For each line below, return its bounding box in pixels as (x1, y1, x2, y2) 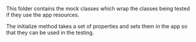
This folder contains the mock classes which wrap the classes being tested (6, 5, 190, 12)
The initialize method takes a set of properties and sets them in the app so (6, 23, 188, 30)
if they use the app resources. (6, 11, 80, 18)
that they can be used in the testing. (6, 29, 94, 36)
